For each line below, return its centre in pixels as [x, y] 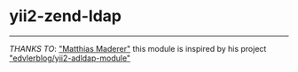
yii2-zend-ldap [66, 16]
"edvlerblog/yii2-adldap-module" [70, 58]
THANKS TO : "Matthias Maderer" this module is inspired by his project [138, 48]
